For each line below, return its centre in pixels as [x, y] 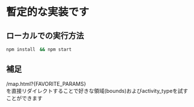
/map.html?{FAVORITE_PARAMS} [46, 83]
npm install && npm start [39, 49]
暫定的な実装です [48, 12]
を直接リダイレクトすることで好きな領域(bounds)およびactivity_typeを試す [97, 91]
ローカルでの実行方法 [45, 36]
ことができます [24, 98]
